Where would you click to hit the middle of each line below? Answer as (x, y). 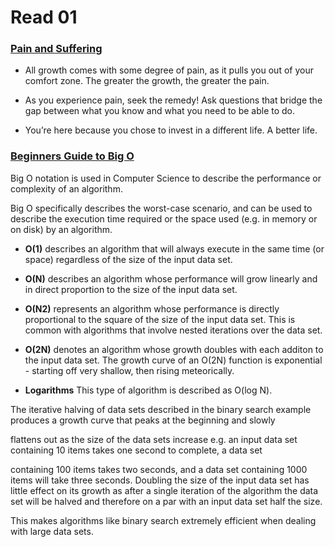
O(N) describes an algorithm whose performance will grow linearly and (171, 278)
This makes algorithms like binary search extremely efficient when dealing (163, 520)
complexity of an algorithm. (66, 188)
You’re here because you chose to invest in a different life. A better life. (171, 130)
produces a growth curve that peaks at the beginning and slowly (143, 420)
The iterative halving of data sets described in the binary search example (161, 409)
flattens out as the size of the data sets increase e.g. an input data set (154, 439)
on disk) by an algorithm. (61, 229)
